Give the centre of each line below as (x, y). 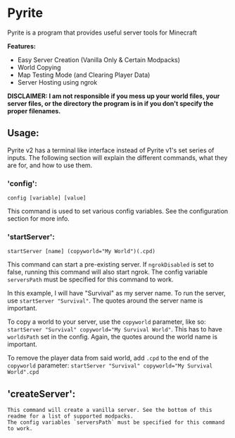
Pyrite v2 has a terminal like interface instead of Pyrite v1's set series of (111, 150)
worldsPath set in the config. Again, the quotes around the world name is (113, 337)
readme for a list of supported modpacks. (70, 416)
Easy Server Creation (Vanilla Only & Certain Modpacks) (99, 60)
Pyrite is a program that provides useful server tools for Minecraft (102, 32)
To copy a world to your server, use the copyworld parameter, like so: (107, 322)
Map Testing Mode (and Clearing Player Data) (84, 75)
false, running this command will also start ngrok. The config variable (108, 272)
